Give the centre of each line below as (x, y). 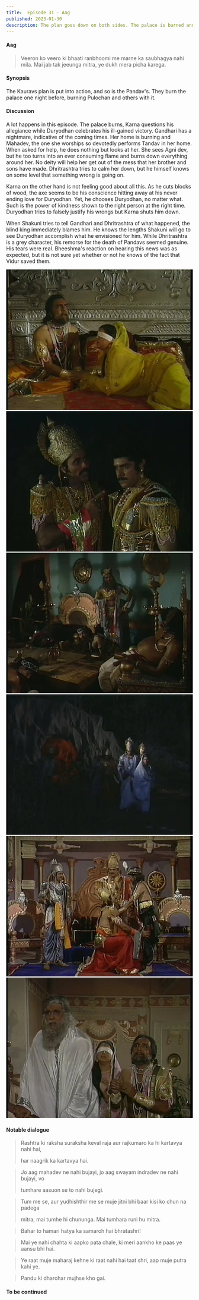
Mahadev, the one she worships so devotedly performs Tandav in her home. (99, 143)
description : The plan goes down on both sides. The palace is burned (95, 25)
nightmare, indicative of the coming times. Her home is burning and (88, 137)
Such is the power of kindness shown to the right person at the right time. (96, 205)
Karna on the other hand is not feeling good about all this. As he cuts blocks (99, 186)
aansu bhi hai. (38, 1249)
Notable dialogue (28, 1129)
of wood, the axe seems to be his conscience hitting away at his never (92, 193)
